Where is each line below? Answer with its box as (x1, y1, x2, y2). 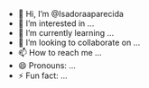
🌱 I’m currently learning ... (17, 28, 115, 38)
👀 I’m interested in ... (17, 18, 95, 29)
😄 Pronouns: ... (17, 60, 77, 71)
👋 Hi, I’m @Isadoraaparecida (17, 9, 125, 19)
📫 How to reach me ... (17, 48, 102, 57)
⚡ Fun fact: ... (17, 70, 68, 81)
